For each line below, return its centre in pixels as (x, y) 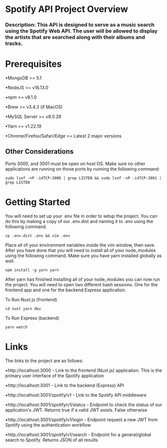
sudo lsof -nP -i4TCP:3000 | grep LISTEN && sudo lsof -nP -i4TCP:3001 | (83, 178)
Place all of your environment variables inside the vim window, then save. (80, 245)
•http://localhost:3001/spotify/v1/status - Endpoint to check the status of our (84, 405)
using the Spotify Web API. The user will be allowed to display (82, 31)
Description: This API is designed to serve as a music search (80, 25)
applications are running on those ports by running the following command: (83, 169)
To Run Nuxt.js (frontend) (31, 299)
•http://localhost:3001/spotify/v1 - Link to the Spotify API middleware (76, 395)
